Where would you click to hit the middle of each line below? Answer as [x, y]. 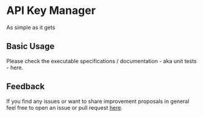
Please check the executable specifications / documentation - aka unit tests [101, 61]
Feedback [26, 86]
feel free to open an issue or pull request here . [65, 107]
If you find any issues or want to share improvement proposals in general [98, 101]
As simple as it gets [31, 27]
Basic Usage [30, 46]
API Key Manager [51, 11]
